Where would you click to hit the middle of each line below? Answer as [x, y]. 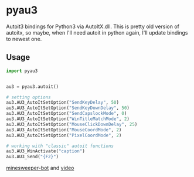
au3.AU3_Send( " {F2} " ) [33, 157]
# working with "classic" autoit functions [60, 146]
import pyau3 [22, 71]
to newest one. [24, 39]
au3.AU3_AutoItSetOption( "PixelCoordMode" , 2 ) [64, 135]
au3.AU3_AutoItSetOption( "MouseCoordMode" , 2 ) [64, 130]
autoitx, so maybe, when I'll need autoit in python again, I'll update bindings [97, 32]
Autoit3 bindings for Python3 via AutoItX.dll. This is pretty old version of [93, 26]
